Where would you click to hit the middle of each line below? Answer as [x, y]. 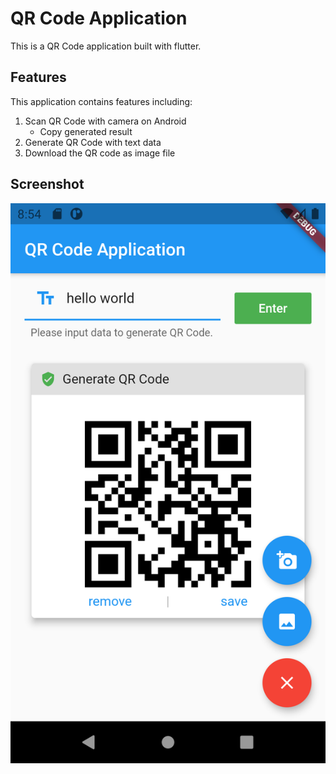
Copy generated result [86, 131]
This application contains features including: [101, 101]
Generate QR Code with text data [93, 142]
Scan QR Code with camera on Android [105, 121]
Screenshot [47, 184]
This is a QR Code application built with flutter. [106, 46]
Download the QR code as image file [100, 153]
